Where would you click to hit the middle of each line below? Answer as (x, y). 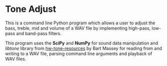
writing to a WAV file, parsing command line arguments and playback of (79, 54)
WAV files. (16, 59)
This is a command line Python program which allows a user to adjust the (80, 23)
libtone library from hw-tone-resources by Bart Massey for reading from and (83, 48)
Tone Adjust (31, 9)
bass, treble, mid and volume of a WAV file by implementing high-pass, (78, 28)
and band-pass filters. (39, 33)
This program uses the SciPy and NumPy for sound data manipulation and (82, 43)
